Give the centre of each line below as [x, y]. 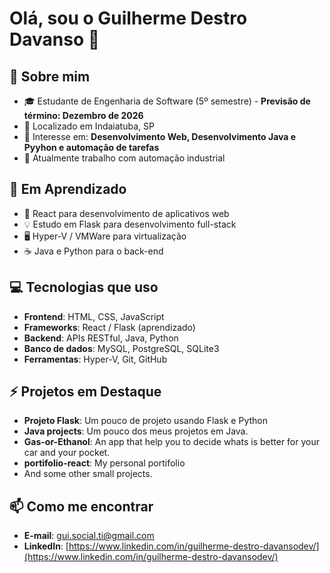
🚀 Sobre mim [50, 76]
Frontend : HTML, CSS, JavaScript [94, 316]
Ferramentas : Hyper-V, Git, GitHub [95, 359]
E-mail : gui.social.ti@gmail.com [89, 536]
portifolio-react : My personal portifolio [104, 463]
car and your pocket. [67, 453]
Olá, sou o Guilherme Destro [128, 18]
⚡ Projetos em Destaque [85, 392]
